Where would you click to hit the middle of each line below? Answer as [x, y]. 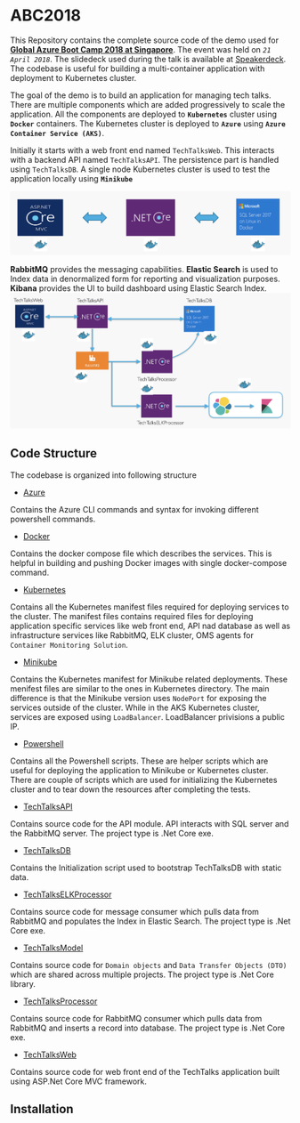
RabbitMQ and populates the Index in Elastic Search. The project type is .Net [150, 921]
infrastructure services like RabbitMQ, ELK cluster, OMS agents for [132, 635]
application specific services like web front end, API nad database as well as [150, 626]
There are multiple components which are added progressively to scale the [148, 104]
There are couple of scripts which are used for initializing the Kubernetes [144, 780]
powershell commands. [53, 519]
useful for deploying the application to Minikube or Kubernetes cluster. [139, 770]
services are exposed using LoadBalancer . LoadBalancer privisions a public [148, 716]
